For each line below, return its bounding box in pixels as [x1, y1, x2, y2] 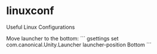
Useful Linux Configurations [6, 23, 75, 31]
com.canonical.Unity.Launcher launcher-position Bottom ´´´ [6, 41, 152, 48]
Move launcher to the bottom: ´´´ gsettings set [6, 35, 119, 42]
